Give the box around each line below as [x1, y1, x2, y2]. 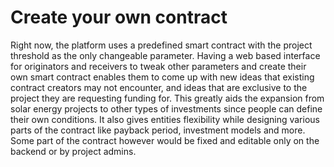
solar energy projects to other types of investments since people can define [10, 102, 323, 115]
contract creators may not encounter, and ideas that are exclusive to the [10, 81, 308, 93]
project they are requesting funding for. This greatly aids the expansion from [10, 92, 325, 104]
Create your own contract [10, 6, 228, 29]
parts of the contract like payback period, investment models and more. [10, 124, 306, 136]
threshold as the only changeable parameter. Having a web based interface [10, 49, 321, 61]
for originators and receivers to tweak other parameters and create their [10, 60, 307, 72]
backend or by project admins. [10, 145, 137, 157]
